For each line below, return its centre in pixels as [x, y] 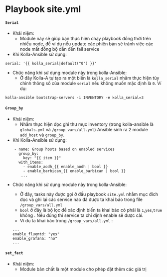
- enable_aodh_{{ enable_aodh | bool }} [66, 167]
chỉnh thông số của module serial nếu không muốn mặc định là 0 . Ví [90, 84]
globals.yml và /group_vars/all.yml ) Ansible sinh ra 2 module [84, 129]
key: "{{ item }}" [42, 158]
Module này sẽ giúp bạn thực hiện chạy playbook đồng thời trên [85, 39]
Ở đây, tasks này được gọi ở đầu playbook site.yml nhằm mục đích [89, 194]
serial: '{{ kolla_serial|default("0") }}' [51, 64]
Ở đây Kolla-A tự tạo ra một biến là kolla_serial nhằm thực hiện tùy [89, 78]
